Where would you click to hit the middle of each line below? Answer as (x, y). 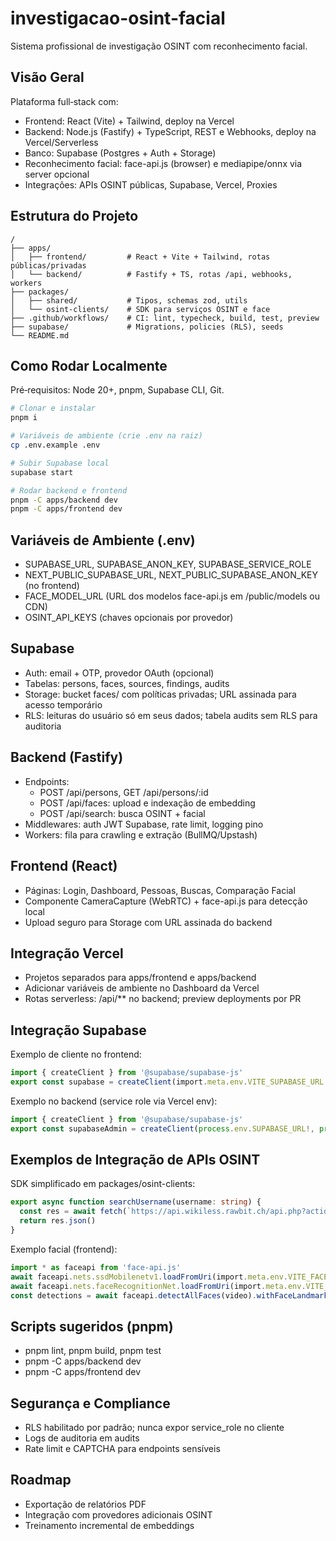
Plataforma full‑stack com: (64, 101)
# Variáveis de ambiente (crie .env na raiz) (106, 436)
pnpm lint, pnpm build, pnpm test (93, 1351)
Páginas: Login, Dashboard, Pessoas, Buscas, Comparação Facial (160, 890)
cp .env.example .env (55, 445)
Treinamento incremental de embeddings (109, 1525)
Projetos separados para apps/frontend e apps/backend (140, 978)
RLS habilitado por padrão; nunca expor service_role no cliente (154, 1428)
